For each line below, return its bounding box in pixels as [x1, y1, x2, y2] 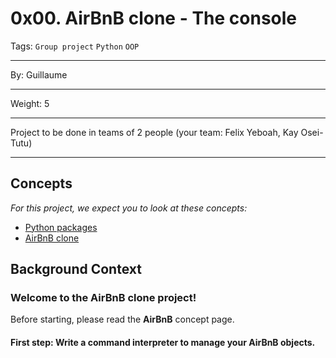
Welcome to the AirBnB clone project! [10, 291, 197, 305]
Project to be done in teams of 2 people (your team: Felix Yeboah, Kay [10, 126, 299, 138]
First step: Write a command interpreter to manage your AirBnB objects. [10, 337, 316, 349]
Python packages [24, 221, 98, 233]
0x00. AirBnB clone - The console [10, 7, 298, 30]
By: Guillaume [10, 68, 68, 81]
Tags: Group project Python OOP [10, 40, 140, 52]
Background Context [10, 261, 142, 278]
